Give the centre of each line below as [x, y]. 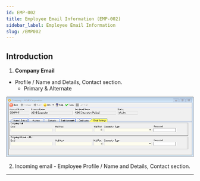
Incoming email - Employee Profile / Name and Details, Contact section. [102, 166]
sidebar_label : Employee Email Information [61, 25]
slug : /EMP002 [24, 32]
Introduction [30, 56]
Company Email [35, 71]
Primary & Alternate [48, 89]
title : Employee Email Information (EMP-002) [63, 19]
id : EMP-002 [21, 13]
